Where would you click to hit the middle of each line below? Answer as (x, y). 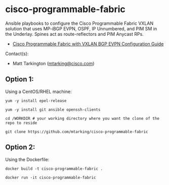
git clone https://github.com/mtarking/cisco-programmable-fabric (77, 132)
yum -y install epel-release (36, 101)
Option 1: (19, 79)
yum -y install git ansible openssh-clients (53, 110)
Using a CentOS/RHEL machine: (38, 91)
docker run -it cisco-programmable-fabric (51, 177)
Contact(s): (17, 54)
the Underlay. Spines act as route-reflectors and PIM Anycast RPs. (75, 34)
